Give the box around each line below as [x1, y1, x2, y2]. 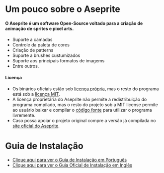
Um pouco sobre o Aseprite [5, 3, 120, 15]
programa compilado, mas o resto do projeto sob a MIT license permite [12, 101, 158, 108]
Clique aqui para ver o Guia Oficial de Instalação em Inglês [12, 162, 133, 168]
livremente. [12, 112, 36, 118]
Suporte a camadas [12, 36, 53, 43]
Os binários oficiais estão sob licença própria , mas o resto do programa [12, 86, 159, 92]
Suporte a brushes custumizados [12, 52, 81, 58]
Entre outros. [12, 63, 39, 69]
